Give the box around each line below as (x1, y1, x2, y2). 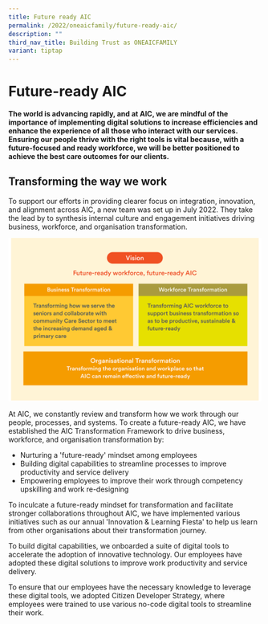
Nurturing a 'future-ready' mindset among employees (19, 450, 198, 459)
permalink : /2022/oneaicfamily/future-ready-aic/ (8, 21, 178, 30)
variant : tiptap (8, 47, 63, 55)
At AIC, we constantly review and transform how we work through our (8, 409, 239, 418)
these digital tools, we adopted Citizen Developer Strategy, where (8, 590, 225, 600)
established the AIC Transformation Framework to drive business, (8, 426, 225, 435)
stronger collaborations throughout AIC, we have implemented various (8, 508, 241, 518)
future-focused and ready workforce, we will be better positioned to (8, 143, 241, 153)
